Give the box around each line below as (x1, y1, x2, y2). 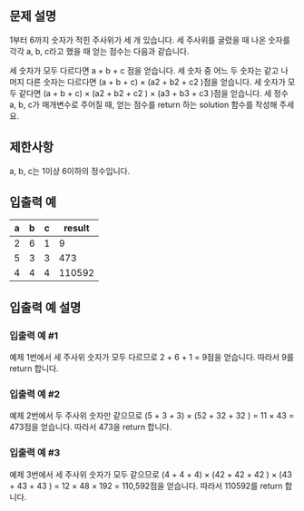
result (63, 221, 90, 234)
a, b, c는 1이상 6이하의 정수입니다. (9, 165, 131, 176)
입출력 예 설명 (9, 300, 82, 315)
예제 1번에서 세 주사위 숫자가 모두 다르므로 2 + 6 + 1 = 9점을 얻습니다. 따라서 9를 (9, 352, 295, 363)
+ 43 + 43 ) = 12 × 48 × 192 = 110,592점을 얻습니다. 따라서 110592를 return (9, 480, 283, 491)
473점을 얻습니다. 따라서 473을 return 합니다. (9, 421, 172, 433)
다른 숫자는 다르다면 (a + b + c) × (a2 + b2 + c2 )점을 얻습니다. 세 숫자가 (25, 76, 286, 87)
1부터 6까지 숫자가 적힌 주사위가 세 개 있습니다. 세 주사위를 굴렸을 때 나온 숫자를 (9, 34, 290, 45)
